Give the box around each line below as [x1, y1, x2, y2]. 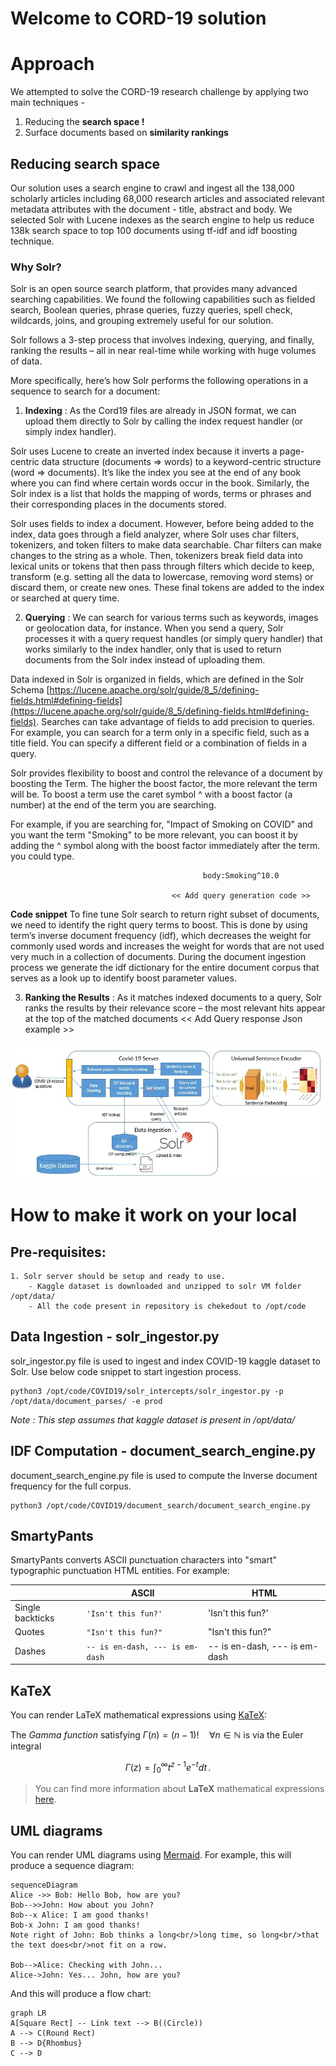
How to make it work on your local [10, 1204, 298, 1227]
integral [10, 1740, 42, 1752]
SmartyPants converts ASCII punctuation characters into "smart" [10, 1554, 277, 1566]
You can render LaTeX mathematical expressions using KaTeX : [10, 1708, 268, 1721]
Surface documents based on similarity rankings [24, 127, 229, 139]
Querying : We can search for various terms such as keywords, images [24, 612, 319, 624]
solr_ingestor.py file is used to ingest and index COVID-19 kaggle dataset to [10, 1355, 321, 1367]
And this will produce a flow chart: [10, 1988, 152, 2000]
